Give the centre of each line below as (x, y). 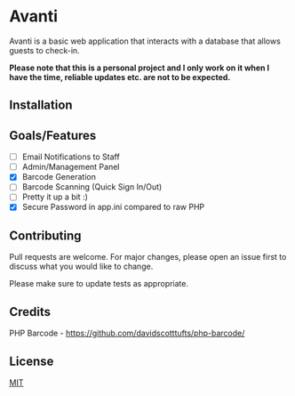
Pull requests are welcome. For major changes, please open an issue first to (148, 257)
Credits (30, 312)
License (32, 361)
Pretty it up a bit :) (55, 197)
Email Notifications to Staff (71, 157)
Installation (41, 105)
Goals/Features (53, 135)
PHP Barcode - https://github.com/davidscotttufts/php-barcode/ (127, 333)
